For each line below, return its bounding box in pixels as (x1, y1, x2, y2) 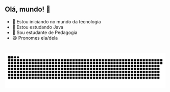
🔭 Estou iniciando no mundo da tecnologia (12, 18, 101, 24)
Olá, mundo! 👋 (5, 5, 51, 14)
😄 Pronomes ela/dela (12, 35, 58, 41)
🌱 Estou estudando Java (12, 24, 64, 30)
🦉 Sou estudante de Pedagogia (12, 29, 78, 36)
